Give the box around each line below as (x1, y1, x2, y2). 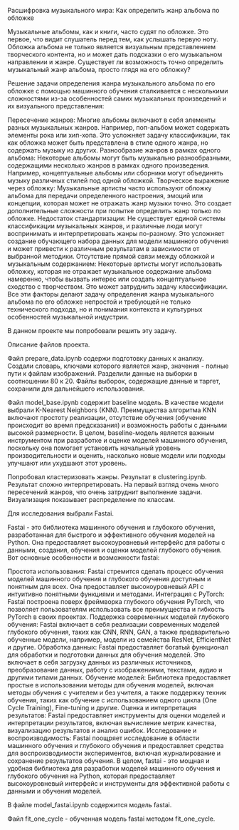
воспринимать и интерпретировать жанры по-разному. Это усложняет (7, 230, 225, 237)
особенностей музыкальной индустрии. (7, 313, 129, 321)
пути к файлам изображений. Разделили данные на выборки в (7, 369, 198, 377)
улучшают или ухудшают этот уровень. (7, 459, 127, 467)
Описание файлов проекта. (7, 340, 90, 349)
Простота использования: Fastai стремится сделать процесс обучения (7, 567, 224, 575)
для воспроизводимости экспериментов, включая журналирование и (7, 749, 221, 757)
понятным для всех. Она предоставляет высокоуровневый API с (7, 583, 204, 590)
